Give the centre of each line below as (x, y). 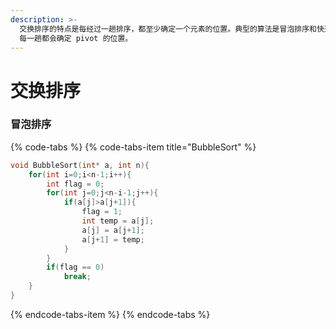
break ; (77, 277)
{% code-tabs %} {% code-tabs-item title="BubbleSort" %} (133, 147)
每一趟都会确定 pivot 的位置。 (76, 38)
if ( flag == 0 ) (75, 267)
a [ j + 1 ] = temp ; (113, 239)
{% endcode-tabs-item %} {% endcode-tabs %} (110, 314)
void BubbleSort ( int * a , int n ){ (80, 165)
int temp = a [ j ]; (118, 221)
